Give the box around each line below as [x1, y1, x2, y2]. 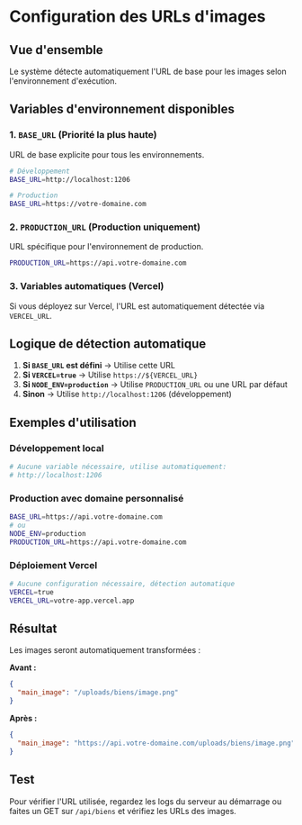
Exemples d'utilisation [9, 414, 137, 430]
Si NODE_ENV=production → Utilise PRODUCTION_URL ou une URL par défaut [22, 379, 288, 390]
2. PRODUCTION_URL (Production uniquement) [9, 221, 200, 233]
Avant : [9, 662, 37, 673]
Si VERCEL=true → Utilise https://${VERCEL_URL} [22, 369, 199, 380]
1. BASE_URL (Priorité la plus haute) [9, 129, 157, 141]
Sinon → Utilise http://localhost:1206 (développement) [22, 389, 232, 400]
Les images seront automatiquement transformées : [9, 645, 201, 656]
